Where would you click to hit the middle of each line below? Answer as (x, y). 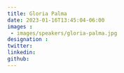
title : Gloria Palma (37, 14)
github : (19, 59)
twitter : (20, 46)
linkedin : (22, 53)
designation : (28, 40)
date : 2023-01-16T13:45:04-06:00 (56, 20)
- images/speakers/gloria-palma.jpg (64, 33)
